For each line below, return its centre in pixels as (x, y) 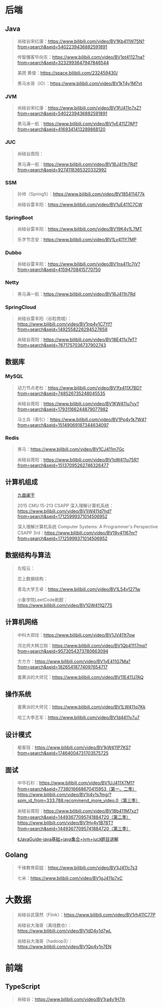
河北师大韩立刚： (35, 645)
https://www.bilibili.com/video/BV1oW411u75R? (91, 460)
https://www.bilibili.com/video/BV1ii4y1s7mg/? (64, 794)
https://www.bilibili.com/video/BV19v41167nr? (91, 533)
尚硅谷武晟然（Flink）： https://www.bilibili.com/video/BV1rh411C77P (86, 914)
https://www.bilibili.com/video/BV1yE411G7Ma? (82, 661)
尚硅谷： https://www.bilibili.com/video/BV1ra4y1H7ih (71, 999)
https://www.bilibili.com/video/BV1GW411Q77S (65, 605)
